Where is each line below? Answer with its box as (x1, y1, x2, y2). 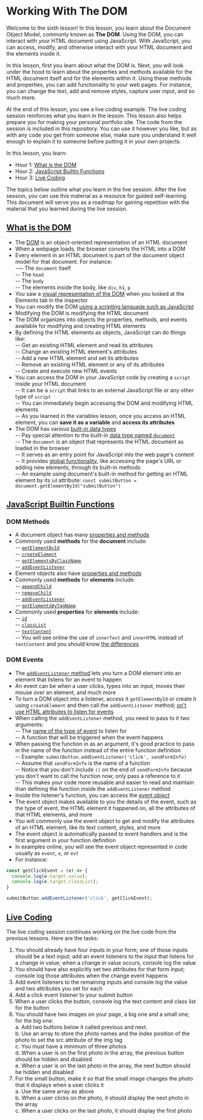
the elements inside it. (6, 50, 62, 57)
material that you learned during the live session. (6, 205, 128, 212)
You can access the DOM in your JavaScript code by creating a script (14, 373, 191, 381)
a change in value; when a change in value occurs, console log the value (14, 959, 196, 966)
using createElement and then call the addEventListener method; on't (14, 701, 187, 709)
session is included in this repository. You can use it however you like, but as (6, 125, 197, 132)
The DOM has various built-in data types (14, 425, 117, 432)
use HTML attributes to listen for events (14, 708, 114, 715)
